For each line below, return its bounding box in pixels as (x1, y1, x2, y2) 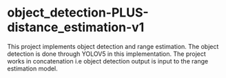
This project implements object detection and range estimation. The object (7, 42, 219, 50)
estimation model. (7, 64, 59, 72)
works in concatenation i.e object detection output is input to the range (7, 57, 209, 65)
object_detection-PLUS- (7, 5, 150, 21)
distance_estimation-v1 (7, 19, 145, 35)
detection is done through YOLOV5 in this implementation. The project (7, 50, 207, 58)
